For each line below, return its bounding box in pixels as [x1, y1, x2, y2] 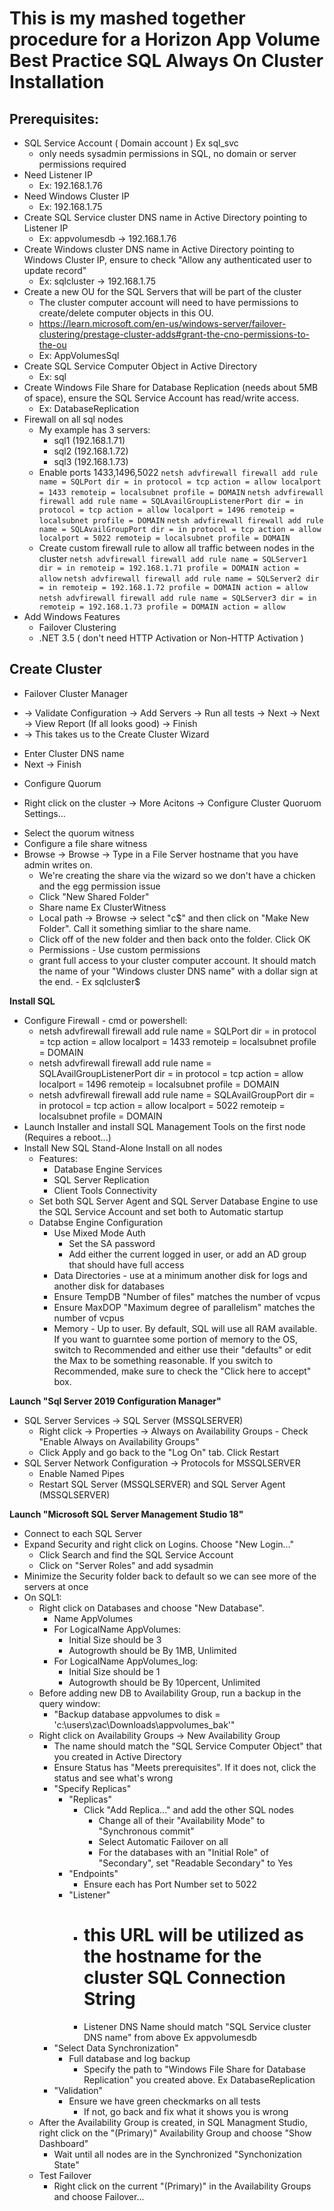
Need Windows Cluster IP [23, 190, 130, 202]
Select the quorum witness [23, 827, 135, 839]
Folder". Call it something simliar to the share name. [38, 922, 252, 934]
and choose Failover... [53, 2190, 145, 2202]
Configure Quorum [23, 777, 102, 789]
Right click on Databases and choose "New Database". [38, 1602, 265, 1614]
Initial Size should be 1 [68, 1665, 161, 1677]
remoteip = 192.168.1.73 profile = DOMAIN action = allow [38, 602, 286, 612]
